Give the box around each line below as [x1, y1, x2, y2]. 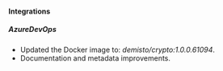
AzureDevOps [8, 25, 57, 34]
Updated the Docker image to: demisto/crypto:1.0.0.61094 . [19, 45, 216, 54]
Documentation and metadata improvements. [19, 53, 171, 63]
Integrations [8, 6, 51, 16]
